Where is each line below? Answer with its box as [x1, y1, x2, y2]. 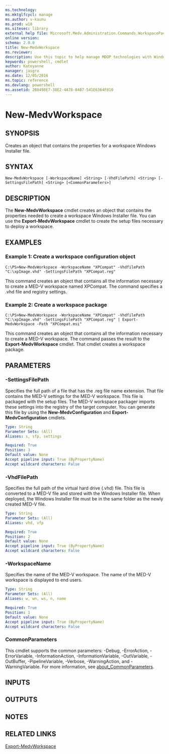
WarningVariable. [5, 664, 41, 670]
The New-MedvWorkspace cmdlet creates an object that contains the [5, 208, 152, 214]
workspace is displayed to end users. [5, 577, 83, 583]
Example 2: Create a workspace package [5, 301, 107, 308]
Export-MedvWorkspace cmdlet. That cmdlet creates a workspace [5, 341, 146, 347]
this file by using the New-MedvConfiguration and [5, 409, 111, 415]
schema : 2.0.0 [5, 40, 35, 45]
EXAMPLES [5, 238, 42, 246]
